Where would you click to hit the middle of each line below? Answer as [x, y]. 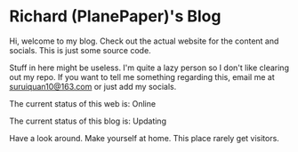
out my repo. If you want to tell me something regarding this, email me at [142, 76]
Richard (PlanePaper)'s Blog [115, 16]
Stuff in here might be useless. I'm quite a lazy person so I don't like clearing [149, 68]
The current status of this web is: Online [83, 103]
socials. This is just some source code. [80, 50]
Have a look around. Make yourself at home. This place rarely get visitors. [145, 138]
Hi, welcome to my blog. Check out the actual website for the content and [144, 41]
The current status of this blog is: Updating [88, 121]
